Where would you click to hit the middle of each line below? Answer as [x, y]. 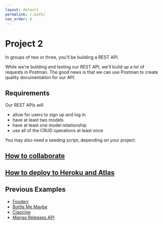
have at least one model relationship [49, 125]
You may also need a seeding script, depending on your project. [71, 140]
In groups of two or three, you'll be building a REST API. [62, 57]
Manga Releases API [33, 217]
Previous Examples [36, 189]
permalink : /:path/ [25, 14]
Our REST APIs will [24, 105]
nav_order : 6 [19, 19]
